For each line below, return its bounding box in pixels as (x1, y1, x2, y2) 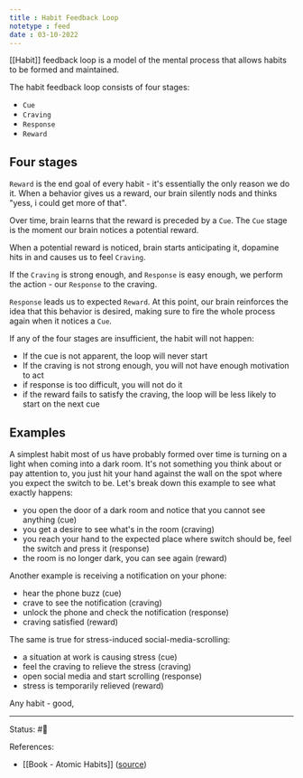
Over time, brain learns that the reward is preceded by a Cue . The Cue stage (9, 215, 288, 226)
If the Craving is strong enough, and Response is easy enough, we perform (9, 269, 284, 280)
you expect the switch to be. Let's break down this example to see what (9, 478, 277, 488)
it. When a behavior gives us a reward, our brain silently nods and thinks (9, 188, 278, 199)
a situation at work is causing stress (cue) (22, 651, 178, 662)
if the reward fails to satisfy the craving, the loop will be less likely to (22, 389, 277, 400)
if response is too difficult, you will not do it (22, 380, 183, 390)
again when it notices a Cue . (9, 315, 113, 326)
